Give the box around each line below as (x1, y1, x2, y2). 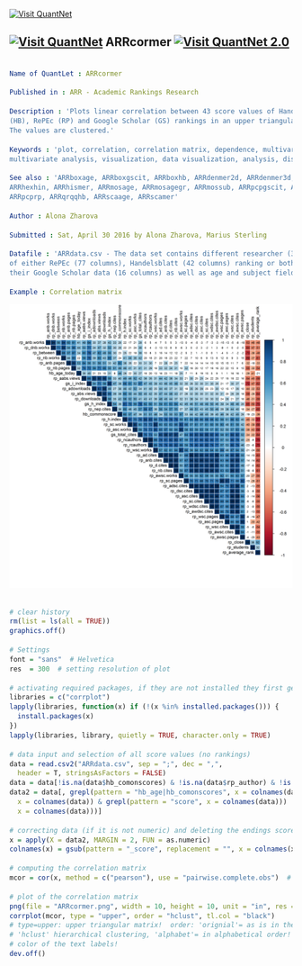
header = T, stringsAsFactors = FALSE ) (17, 769, 167, 778)
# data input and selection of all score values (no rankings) (9, 750, 252, 759)
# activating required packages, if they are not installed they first (9, 683, 283, 692)
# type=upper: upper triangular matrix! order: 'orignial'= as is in (9, 921, 280, 930)
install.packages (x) (17, 712, 94, 721)
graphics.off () (9, 627, 67, 636)
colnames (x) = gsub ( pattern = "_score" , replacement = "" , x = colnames (9, 844, 288, 854)
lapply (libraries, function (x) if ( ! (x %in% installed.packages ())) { (9, 702, 280, 711)
